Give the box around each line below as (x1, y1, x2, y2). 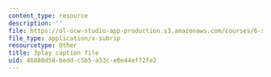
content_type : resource (8, 11, 89, 20)
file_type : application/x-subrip (8, 34, 121, 43)
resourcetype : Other (8, 42, 78, 50)
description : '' (8, 19, 63, 27)
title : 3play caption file (8, 49, 99, 57)
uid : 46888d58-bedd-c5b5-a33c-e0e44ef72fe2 (8, 57, 157, 65)
